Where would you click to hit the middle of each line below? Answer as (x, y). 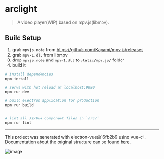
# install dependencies (29, 74)
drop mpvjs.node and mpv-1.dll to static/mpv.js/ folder (68, 60)
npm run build (20, 105)
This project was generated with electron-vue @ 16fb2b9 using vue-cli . (76, 137)
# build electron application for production (52, 101)
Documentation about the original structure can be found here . (68, 142)
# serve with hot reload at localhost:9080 (50, 87)
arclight (21, 9)
